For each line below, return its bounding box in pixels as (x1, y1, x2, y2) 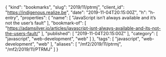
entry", (5, 15, 19, 20)
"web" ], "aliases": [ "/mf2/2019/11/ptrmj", (36, 41, 122, 47)
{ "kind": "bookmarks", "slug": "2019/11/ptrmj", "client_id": (5, 4, 124, 10)
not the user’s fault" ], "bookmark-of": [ (5, 20, 87, 26)
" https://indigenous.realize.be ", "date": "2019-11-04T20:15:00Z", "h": (5, 9, 147, 15)
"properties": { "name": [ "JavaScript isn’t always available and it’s (20, 15, 156, 20)
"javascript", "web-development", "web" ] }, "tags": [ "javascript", (5, 36, 140, 42)
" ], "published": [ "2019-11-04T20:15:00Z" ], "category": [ (38, 31, 158, 36)
